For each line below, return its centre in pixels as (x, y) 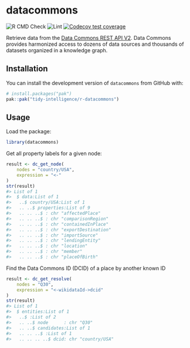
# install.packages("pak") (39, 94)
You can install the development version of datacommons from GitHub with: (95, 83)
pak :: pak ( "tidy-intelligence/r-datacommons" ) (62, 99)
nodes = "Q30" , (35, 284)
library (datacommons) (33, 142)
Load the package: (29, 131)
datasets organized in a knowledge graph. (57, 50)
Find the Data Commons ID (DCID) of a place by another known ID (86, 268)
